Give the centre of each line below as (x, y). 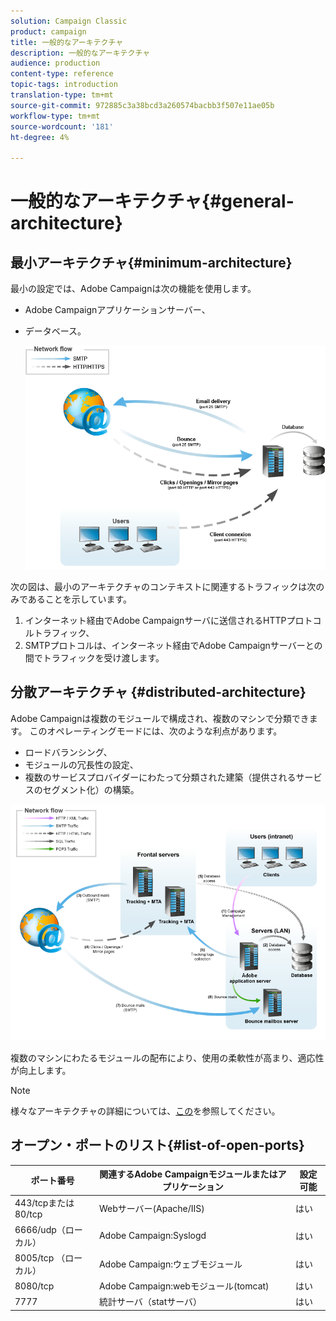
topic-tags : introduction (64, 85)
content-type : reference (62, 74)
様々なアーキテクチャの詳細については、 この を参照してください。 (145, 1111)
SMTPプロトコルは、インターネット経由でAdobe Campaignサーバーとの (173, 645)
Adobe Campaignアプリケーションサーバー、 (117, 310)
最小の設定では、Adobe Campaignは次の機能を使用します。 (133, 289)
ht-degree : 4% (40, 137)
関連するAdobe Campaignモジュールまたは (188, 1174)
